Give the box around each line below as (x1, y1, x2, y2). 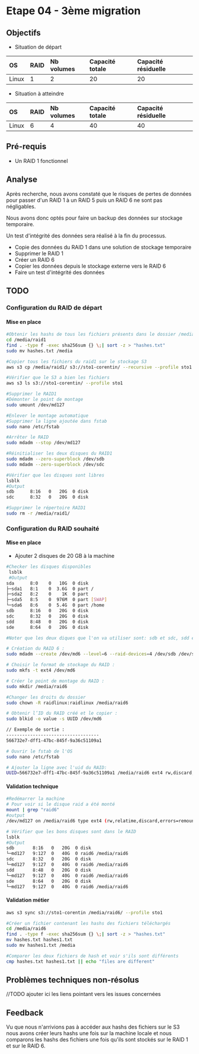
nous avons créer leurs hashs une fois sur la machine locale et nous (6, 1030, 172, 1037)
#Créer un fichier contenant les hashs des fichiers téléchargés (6, 920, 171, 926)
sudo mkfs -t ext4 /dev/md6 (6, 667, 76, 673)
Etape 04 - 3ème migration (6, 4, 141, 18)
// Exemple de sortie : (6, 727, 65, 732)
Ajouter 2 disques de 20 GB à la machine (14, 552, 115, 560)
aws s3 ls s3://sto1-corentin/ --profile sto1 (6, 380, 123, 386)
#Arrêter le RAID (6, 434, 49, 441)
